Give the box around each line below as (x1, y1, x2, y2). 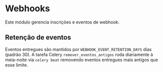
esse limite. (5, 62, 28, 68)
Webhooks (5, 3, 50, 14)
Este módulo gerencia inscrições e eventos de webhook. (5, 19, 120, 25)
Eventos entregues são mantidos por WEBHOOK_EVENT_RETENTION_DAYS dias (5, 46, 152, 52)
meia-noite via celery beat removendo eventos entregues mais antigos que (5, 57, 158, 63)
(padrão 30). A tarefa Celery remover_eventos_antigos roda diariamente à (5, 51, 153, 57)
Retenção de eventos (5, 33, 71, 42)
